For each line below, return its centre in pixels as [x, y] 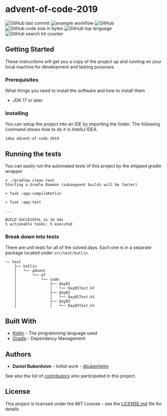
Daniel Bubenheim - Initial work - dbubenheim [60, 366]
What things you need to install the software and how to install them [75, 90]
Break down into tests [32, 237]
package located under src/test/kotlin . [47, 253]
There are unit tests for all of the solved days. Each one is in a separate [78, 247]
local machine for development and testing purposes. [60, 66]
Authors [18, 354]
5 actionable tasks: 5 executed [39, 224]
